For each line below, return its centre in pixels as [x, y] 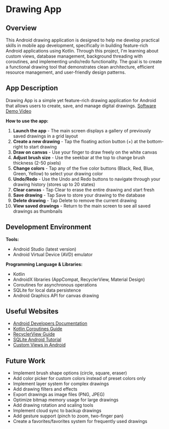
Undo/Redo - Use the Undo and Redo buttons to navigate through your [87, 179]
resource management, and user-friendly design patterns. [66, 72]
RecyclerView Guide [34, 334]
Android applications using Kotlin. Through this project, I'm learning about [82, 51]
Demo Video [19, 111]
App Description [32, 88]
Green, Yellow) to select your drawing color [58, 173]
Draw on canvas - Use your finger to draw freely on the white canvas [85, 152]
